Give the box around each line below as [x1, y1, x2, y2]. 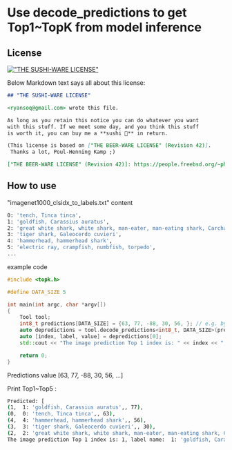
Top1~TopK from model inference [7, 19, 202, 35]
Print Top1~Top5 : [7, 384, 57, 393]
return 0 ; [19, 352, 48, 359]
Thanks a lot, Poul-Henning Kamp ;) [10, 148, 116, 156]
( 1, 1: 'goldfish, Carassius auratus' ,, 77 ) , [7, 404, 144, 411]
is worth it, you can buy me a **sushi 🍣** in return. [7, 130, 168, 137]
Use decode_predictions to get [7, 5, 187, 21]
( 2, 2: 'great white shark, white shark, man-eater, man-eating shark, [7, 429, 221, 436]
